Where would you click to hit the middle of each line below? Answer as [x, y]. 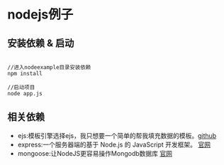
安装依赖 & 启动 [41, 43]
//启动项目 [21, 87]
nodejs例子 [40, 15]
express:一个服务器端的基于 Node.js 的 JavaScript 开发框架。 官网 [114, 144]
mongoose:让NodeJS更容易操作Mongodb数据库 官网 [95, 153]
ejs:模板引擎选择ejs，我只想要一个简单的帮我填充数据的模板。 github [117, 135]
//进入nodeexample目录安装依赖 [49, 68]
